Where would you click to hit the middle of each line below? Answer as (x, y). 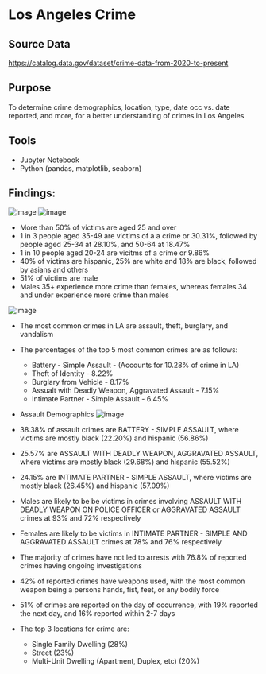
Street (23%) (53, 653)
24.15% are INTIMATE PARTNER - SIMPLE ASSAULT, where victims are (135, 478)
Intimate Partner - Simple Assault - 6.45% (100, 399)
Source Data (39, 44)
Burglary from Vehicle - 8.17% (80, 382)
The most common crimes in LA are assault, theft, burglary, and (124, 326)
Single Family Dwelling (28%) (80, 645)
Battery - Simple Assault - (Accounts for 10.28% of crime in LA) (135, 365)
